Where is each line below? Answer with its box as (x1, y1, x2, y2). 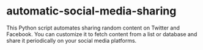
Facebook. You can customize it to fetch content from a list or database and (6, 30, 197, 37)
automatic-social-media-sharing (6, 4, 177, 18)
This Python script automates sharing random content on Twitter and (6, 24, 180, 31)
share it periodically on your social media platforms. (6, 37, 137, 44)
